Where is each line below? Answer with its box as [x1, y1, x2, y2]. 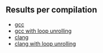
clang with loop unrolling [14, 40, 76, 47]
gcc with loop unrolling [14, 27, 72, 34]
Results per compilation [5, 5, 98, 15]
